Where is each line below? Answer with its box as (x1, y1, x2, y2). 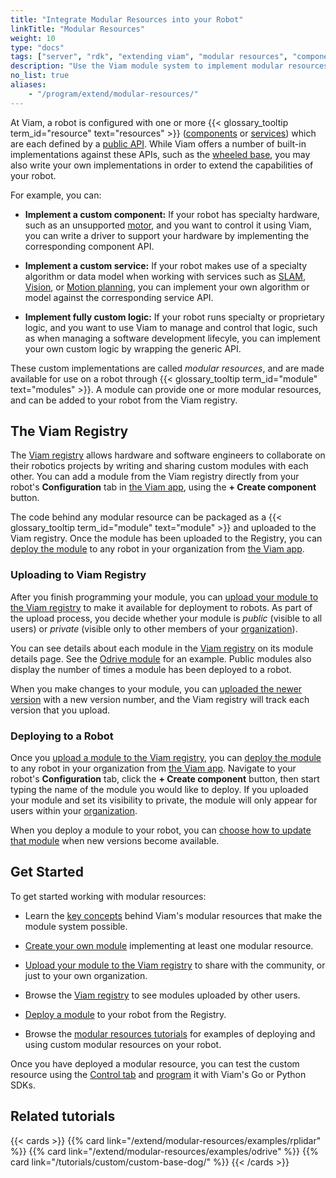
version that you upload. (10, 704, 111, 716)
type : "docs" (10, 42, 65, 53)
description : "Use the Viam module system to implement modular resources (10, 61, 329, 71)
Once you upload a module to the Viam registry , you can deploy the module (10, 752, 322, 764)
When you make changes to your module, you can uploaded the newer (10, 682, 303, 695)
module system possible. (24, 920, 128, 932)
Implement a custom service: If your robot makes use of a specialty (24, 259, 308, 271)
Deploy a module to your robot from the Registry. (24, 1008, 227, 1020)
